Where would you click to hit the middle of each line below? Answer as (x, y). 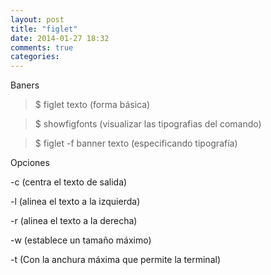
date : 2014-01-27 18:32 (60, 38)
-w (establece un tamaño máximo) (81, 240)
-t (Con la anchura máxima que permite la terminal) (115, 260)
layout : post (37, 19)
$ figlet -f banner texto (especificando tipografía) (136, 143)
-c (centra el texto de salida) (69, 182)
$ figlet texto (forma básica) (92, 105)
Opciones (30, 163)
